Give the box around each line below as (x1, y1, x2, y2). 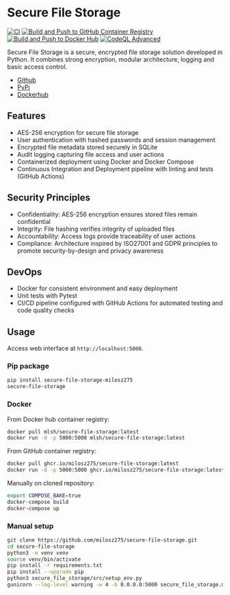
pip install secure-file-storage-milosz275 (7, 377, 133, 384)
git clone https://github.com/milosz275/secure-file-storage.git (7, 536, 197, 544)
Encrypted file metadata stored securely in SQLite (16, 142, 157, 151)
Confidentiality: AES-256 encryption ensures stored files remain (16, 210, 198, 218)
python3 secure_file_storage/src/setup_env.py (7, 575, 142, 582)
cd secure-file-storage (7, 543, 75, 550)
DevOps (7, 266, 42, 278)
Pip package (7, 362, 49, 371)
